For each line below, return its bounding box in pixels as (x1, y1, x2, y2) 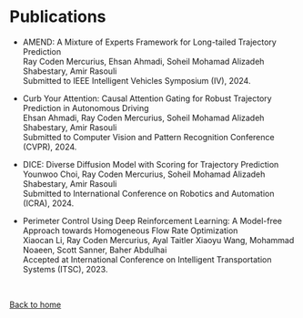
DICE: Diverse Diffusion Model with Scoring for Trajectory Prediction (22, 159, 279, 169)
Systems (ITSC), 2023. (22, 263, 108, 274)
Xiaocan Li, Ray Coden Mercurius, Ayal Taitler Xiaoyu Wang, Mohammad (22, 234, 295, 245)
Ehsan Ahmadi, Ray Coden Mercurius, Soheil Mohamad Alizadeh (22, 112, 265, 123)
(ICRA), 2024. (22, 198, 75, 209)
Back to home (9, 299, 62, 310)
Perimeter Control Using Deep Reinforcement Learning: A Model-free (22, 215, 283, 226)
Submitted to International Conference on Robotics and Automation (22, 188, 275, 199)
